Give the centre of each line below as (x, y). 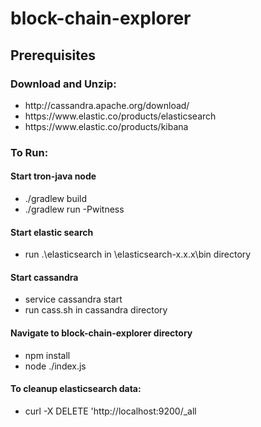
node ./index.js (55, 366)
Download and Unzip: (63, 84)
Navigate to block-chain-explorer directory (101, 333)
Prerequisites (53, 55)
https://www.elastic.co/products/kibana (106, 126)
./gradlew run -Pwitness (74, 209)
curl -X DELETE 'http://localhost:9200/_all (110, 411)
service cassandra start (73, 299)
